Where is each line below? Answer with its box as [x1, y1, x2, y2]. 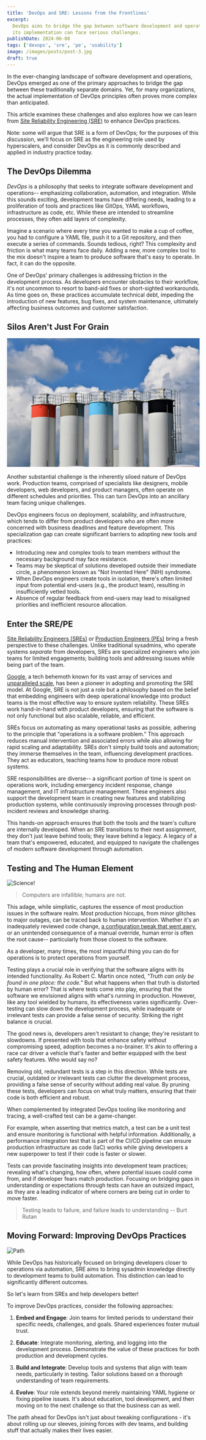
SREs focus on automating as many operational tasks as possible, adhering [7, 724, 196, 732]
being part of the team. [7, 661, 65, 669]
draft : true [7, 55, 37, 61]
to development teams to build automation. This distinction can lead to [7, 1271, 184, 1279]
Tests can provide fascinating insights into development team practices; [7, 1162, 188, 1169]
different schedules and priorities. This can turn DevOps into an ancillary [7, 493, 190, 500]
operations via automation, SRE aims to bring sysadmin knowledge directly [7, 1265, 195, 1273]
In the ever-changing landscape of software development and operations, [7, 72, 193, 80]
